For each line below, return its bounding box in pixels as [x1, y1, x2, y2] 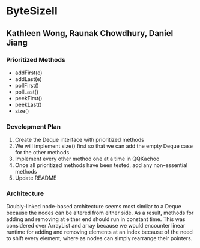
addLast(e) [14, 75, 42, 82]
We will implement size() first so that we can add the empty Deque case [14, 142, 193, 150]
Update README [14, 174, 57, 181]
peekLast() [14, 101, 42, 108]
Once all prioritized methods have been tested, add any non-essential [14, 162, 188, 169]
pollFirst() [14, 82, 39, 89]
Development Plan [6, 122, 61, 130]
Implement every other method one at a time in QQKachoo [14, 155, 160, 163]
